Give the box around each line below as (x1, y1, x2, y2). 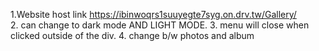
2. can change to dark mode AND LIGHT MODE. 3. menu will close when (10, 19, 310, 31)
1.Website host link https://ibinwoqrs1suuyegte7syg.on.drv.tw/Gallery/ (10, 9, 297, 20)
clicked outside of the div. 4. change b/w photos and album (10, 30, 255, 41)
